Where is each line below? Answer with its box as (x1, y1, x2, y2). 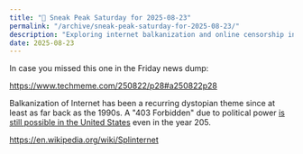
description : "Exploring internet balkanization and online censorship (9, 30, 284, 39)
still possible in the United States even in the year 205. (9, 117, 212, 128)
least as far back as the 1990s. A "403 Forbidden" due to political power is (9, 107, 286, 118)
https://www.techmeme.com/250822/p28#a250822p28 (9, 80, 218, 91)
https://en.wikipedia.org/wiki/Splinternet (9, 134, 160, 145)
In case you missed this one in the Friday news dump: (9, 63, 209, 74)
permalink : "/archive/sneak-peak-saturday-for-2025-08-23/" (9, 22, 241, 31)
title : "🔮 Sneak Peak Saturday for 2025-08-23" (9, 13, 192, 23)
